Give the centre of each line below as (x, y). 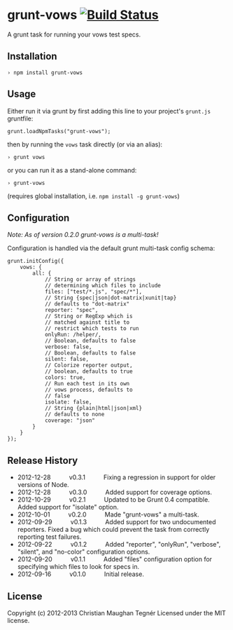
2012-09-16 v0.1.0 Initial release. (81, 574)
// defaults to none (75, 415)
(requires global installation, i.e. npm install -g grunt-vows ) (93, 196)
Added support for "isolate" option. (68, 507)
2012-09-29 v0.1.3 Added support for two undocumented (116, 522)
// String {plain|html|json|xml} (93, 409)
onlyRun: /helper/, (73, 335)
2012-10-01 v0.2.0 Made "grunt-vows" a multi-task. (108, 514)
